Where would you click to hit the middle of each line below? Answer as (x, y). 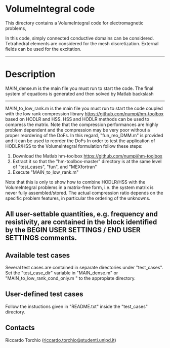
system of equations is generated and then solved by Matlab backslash (79, 93)
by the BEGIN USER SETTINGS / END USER (73, 230)
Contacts (20, 328)
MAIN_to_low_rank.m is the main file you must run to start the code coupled (84, 108)
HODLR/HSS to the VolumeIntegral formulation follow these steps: (74, 146)
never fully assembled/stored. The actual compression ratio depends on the (84, 193)
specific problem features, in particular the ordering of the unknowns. (78, 198)
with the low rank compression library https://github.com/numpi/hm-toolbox (84, 114)
